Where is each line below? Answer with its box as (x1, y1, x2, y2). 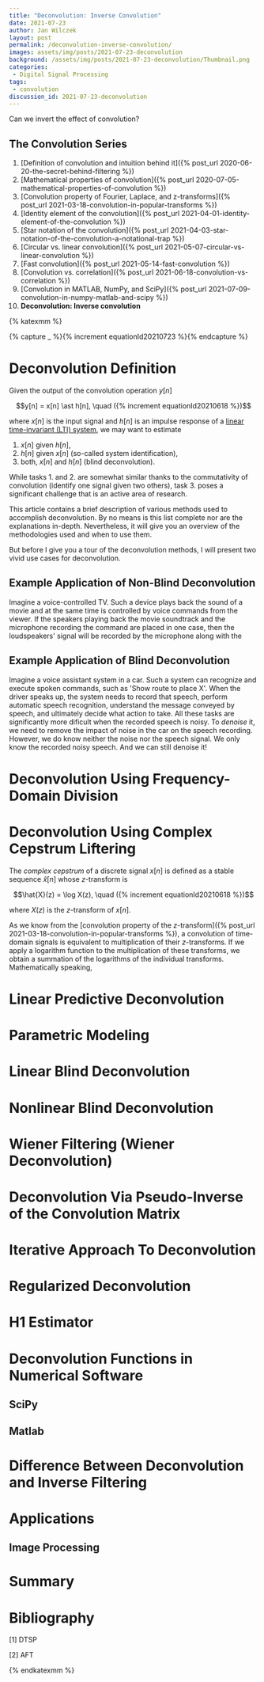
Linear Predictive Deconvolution (9, 990, 224, 1008)
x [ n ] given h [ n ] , (20, 440, 71, 450)
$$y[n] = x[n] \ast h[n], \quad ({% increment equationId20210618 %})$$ (15, 401, 252, 410)
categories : (9, 63, 48, 71)
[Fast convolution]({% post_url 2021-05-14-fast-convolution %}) (20, 259, 230, 269)
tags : (9, 78, 27, 85)
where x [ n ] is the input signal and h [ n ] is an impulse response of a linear (9, 416, 244, 426)
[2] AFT (9, 1650, 34, 1660)
